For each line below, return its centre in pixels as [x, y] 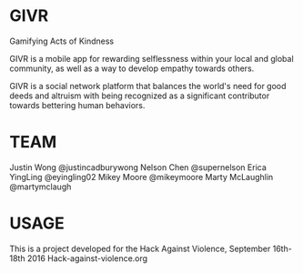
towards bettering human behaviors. [77, 105]
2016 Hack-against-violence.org [87, 258]
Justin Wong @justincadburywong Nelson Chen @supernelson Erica [138, 167]
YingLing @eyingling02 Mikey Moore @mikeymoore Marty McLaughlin [141, 177]
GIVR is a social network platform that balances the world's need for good [148, 86]
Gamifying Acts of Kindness [62, 41]
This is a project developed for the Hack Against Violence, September [140, 248]
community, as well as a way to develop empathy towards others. [132, 68]
